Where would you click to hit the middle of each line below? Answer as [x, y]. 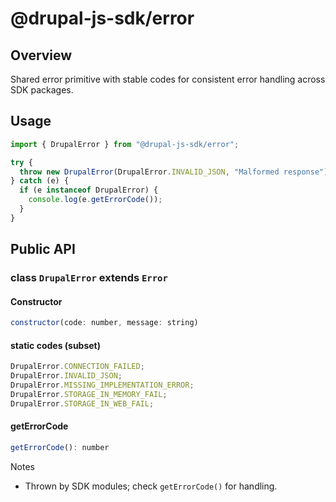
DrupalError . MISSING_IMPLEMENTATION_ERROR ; [102, 385]
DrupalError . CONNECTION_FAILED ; [77, 367]
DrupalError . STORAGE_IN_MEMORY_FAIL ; [89, 395]
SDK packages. [42, 90]
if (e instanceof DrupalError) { [89, 190]
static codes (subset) [56, 345]
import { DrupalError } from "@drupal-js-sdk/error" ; [125, 144]
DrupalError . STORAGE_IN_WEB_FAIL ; [82, 403]
